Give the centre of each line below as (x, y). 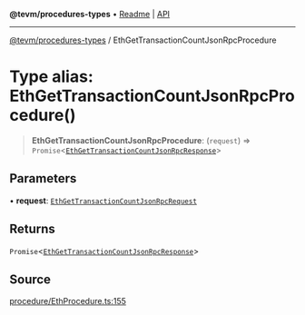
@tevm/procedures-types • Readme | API (90, 14)
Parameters (43, 178)
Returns (33, 229)
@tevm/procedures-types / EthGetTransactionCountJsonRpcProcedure (143, 40)
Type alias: (51, 77)
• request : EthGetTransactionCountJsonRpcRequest (103, 201)
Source (30, 279)
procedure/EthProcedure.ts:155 (68, 301)
